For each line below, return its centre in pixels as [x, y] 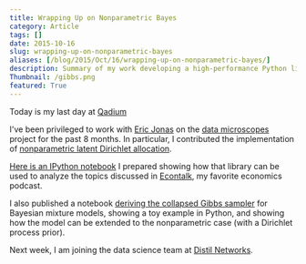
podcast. [26, 185]
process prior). [37, 232]
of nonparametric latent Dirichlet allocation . [91, 148]
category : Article [44, 26]
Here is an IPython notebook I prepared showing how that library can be [144, 166]
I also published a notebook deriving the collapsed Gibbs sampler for [139, 203]
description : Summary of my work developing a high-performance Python [148, 69]
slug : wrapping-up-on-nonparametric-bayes [91, 52]
